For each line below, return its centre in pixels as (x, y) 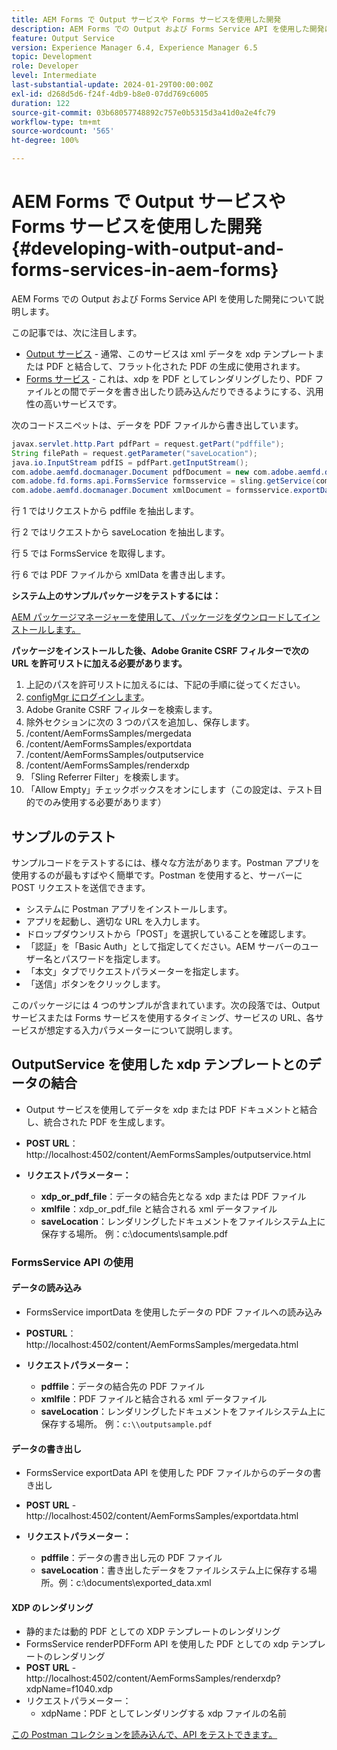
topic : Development (52, 57)
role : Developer (45, 66)
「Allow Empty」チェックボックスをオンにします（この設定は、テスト (169, 790)
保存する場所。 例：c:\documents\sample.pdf (134, 1233)
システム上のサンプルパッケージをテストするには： (116, 596)
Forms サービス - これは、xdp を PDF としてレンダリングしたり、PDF (169, 378)
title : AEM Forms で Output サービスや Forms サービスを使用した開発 (146, 19)
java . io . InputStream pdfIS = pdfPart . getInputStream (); (130, 462)
